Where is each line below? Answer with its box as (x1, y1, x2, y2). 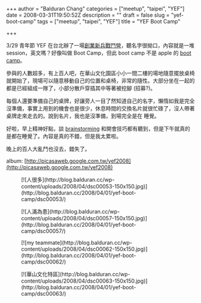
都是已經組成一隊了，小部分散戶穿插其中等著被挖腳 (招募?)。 (6, 85, 156, 92)
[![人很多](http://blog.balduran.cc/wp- (21, 176, 115, 183)
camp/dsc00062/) (21, 258, 66, 265)
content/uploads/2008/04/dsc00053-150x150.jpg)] (21, 183, 148, 190)
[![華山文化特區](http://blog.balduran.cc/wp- (21, 271, 130, 278)
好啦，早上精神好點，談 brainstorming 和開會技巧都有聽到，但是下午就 (6, 125, 180, 132)
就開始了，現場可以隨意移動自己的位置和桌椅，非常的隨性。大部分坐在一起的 (6, 77, 195, 84)
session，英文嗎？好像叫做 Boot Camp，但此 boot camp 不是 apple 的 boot (6, 49, 191, 56)
